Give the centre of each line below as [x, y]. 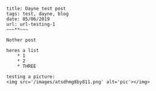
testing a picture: [31, 77]
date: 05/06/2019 [28, 19]
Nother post [21, 40]
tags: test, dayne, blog [37, 14]
